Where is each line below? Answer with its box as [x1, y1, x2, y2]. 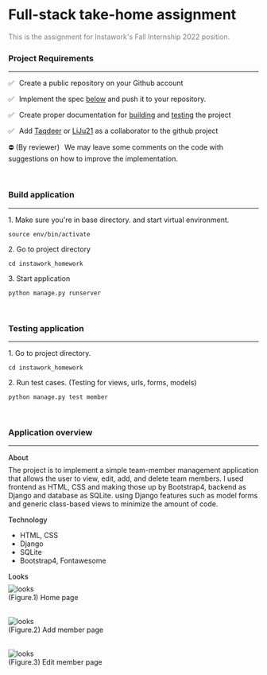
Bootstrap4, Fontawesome [19, 556, 106, 566]
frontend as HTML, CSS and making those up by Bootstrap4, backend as [8, 482, 246, 492]
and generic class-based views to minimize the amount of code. [8, 499, 219, 509]
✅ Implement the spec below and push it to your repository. [8, 94, 207, 104]
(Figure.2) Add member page [8, 625, 104, 634]
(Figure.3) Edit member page [8, 657, 103, 667]
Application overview [8, 427, 93, 438]
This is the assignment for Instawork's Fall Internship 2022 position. [8, 32, 230, 41]
